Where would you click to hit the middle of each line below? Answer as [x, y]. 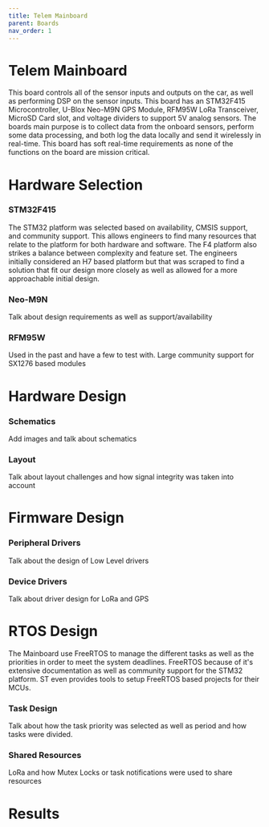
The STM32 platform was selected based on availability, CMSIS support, [128, 227]
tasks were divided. [41, 735]
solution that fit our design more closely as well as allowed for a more [123, 270]
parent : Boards [34, 23]
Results [34, 814]
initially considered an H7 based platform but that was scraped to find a [126, 261]
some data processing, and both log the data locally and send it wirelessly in [135, 135]
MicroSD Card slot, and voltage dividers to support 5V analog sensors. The [132, 118]
